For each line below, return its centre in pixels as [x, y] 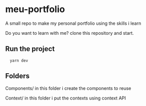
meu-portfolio [35, 9]
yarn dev [19, 61]
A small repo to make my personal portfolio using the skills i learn [73, 23]
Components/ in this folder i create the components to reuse [68, 88]
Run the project [30, 49]
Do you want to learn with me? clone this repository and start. [70, 33]
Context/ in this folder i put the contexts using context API [66, 98]
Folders [17, 76]
